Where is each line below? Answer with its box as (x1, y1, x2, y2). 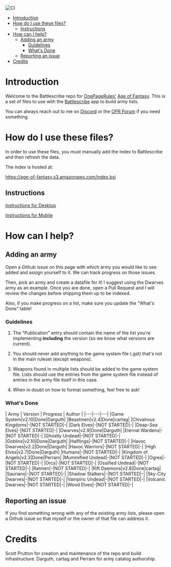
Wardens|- (140, 427, 163, 434)
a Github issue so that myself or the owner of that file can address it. (5, 515, 150, 521)
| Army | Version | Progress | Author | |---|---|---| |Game (5, 411, 124, 417)
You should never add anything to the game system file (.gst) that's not (12, 350, 162, 356)
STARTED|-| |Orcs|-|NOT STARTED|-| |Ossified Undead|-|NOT (17, 460, 149, 466)
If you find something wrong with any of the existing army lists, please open (5, 510, 165, 516)
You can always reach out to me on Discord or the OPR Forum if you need (5, 108, 160, 115)
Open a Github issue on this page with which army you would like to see (5, 264, 157, 270)
